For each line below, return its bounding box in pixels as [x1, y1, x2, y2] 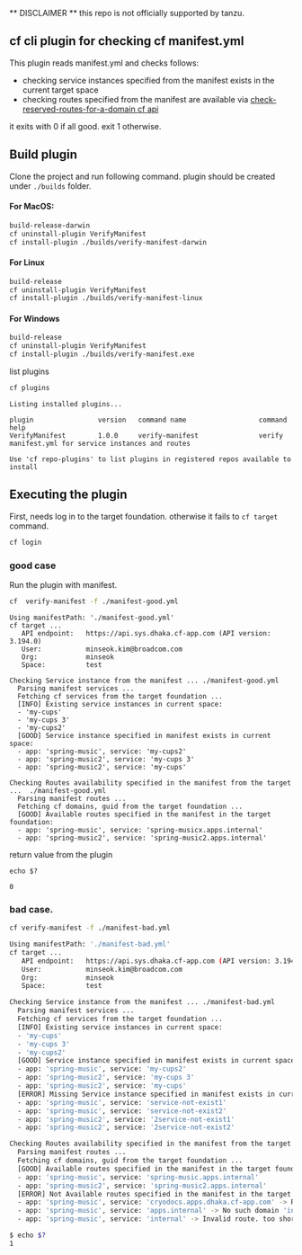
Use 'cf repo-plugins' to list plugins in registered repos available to [9, 454, 292, 464]
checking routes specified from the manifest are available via [22, 93, 249, 104]
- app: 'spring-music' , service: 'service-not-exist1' [17, 1098, 227, 1107]
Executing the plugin [9, 487, 128, 503]
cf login [9, 538, 42, 547]
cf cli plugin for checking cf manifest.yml [9, 33, 244, 49]
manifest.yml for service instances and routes [9, 439, 191, 448]
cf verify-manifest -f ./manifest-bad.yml [9, 923, 171, 933]
